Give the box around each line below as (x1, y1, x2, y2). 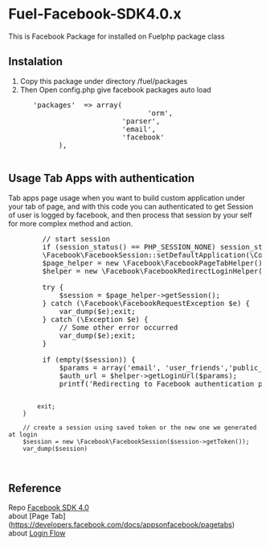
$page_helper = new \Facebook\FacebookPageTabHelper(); (42, 259, 268, 267)
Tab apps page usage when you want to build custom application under (8, 192, 246, 202)
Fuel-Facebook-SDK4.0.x (8, 5, 182, 23)
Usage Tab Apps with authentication (8, 172, 195, 185)
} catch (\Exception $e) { (42, 315, 149, 324)
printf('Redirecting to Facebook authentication (59, 379, 255, 388)
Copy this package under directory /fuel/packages (19, 76, 188, 85)
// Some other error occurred (59, 323, 178, 332)
